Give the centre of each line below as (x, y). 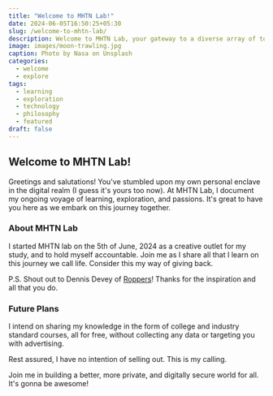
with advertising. (37, 344)
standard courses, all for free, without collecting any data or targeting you (132, 335)
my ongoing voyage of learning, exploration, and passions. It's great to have (136, 199)
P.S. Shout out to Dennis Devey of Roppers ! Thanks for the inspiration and (132, 279)
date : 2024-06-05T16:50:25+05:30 (65, 24)
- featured (34, 122)
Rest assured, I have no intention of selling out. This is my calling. (118, 359)
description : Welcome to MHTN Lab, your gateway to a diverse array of (132, 39)
